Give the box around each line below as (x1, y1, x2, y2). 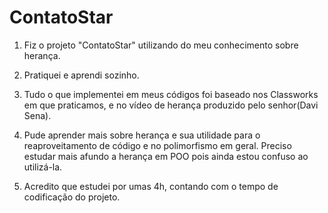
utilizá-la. (23, 161, 63, 173)
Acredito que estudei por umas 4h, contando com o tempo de (23, 180, 279, 192)
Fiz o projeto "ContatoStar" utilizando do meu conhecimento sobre (23, 39, 299, 51)
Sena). (23, 109, 52, 121)
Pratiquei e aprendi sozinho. (23, 69, 140, 81)
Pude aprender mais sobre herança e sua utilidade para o (23, 129, 261, 141)
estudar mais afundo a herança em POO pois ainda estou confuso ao (23, 150, 309, 162)
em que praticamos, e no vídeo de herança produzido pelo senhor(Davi (23, 99, 319, 111)
